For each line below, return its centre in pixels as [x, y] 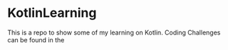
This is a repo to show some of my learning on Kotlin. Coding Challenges [114, 32]
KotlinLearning [52, 13]
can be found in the [36, 39]
